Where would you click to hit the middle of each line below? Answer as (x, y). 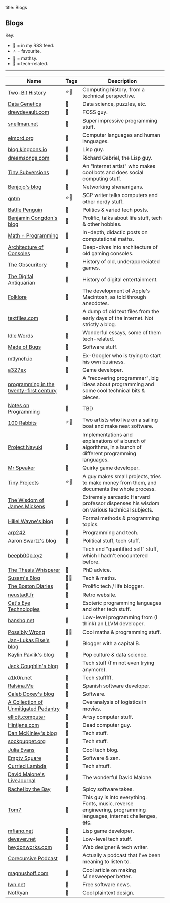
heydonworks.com (30, 847)
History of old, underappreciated (121, 261)
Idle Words (21, 335)
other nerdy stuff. (103, 201)
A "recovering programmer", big (121, 378)
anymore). (95, 669)
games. (91, 268)
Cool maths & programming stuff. (122, 632)
